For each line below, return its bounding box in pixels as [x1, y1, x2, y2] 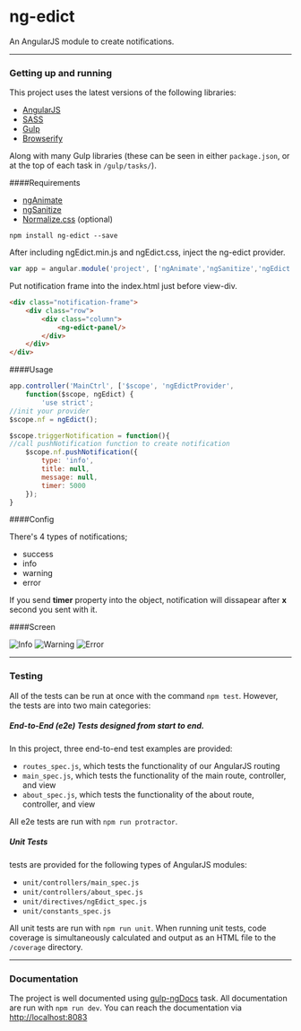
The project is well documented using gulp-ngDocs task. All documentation [9, 993, 288, 1004]
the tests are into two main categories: [9, 700, 151, 711]
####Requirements [9, 178, 81, 188]
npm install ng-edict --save [9, 232, 118, 240]
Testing [9, 670, 43, 683]
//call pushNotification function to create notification [9, 440, 230, 449]
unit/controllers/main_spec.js [21, 878, 140, 887]
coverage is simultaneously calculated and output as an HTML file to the [9, 931, 276, 943]
